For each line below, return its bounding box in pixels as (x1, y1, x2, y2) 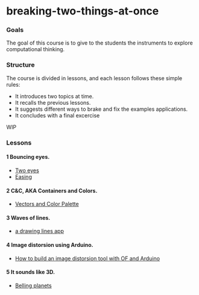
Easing (14, 173, 32, 180)
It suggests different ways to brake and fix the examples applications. (14, 105, 188, 113)
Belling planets (14, 282, 52, 289)
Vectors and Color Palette (14, 200, 80, 208)
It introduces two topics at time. (14, 92, 94, 100)
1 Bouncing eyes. (6, 154, 50, 161)
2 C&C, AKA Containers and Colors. (6, 187, 98, 194)
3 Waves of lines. (6, 214, 51, 221)
